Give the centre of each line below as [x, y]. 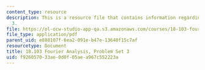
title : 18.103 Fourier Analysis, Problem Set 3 [68, 52]
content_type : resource [37, 12]
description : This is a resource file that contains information [91, 18]
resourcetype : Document [37, 46]
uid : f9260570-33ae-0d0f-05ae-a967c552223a [63, 57]
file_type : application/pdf [42, 35]
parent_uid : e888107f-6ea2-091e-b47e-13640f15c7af [72, 40]
